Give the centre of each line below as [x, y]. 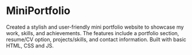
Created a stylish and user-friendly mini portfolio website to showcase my [95, 27]
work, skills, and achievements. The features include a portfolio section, [93, 33]
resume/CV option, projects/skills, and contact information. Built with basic [96, 39]
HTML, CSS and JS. [30, 46]
